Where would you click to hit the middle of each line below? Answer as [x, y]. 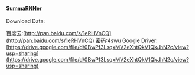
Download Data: [26, 21]
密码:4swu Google [118, 40]
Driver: [149, 40]
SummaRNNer [24, 8]
